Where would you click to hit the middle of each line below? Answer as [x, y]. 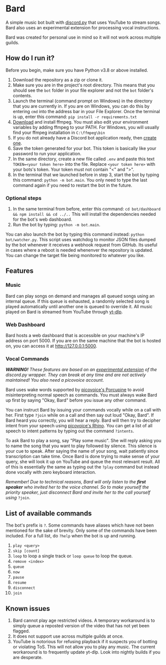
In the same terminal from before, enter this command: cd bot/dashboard [87, 209]
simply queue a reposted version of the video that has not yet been [81, 625]
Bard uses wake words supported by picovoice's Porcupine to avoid [75, 390]
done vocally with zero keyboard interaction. [51, 472]
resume [20, 583]
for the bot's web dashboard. [42, 219]
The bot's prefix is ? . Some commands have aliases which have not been [80, 525]
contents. [22, 95]
